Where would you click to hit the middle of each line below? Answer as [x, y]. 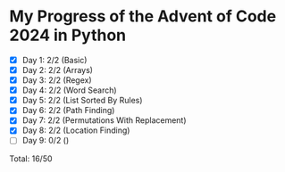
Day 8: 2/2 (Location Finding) [76, 130]
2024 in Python [68, 35]
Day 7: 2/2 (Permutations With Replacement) [104, 120]
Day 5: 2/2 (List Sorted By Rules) [82, 101]
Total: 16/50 [31, 159]
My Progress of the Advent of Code [143, 16]
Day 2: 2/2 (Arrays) [58, 70]
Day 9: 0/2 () [46, 141]
